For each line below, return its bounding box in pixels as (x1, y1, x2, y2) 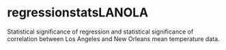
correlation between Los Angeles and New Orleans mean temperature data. (7, 34, 220, 42)
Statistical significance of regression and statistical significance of (7, 27, 194, 36)
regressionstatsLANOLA (7, 5, 149, 21)
